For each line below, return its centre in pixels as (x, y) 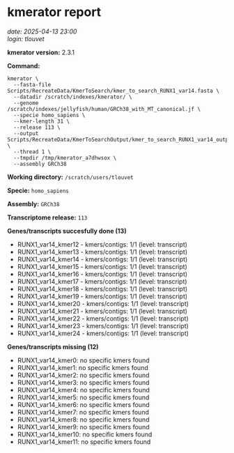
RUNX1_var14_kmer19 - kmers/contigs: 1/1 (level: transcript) (102, 296)
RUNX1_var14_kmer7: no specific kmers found (83, 412)
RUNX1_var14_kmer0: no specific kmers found (83, 360)
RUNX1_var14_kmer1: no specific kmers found (83, 367)
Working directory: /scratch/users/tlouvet (70, 177)
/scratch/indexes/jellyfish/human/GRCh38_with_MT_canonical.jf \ (104, 109)
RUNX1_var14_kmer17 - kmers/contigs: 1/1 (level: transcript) (102, 281)
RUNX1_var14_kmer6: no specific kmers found (83, 404)
